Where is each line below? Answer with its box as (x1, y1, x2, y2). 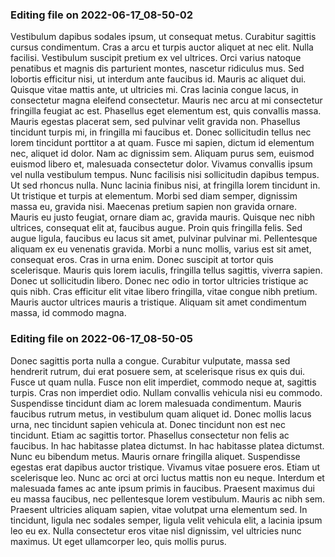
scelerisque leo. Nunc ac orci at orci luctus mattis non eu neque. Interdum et (10, 471, 325, 483)
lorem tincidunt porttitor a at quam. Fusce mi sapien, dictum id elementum (10, 137, 315, 149)
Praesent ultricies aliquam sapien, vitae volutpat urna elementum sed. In (10, 503, 308, 515)
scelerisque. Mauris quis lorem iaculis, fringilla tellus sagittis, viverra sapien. (10, 264, 323, 277)
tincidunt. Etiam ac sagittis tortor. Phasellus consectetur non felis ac (10, 429, 290, 441)
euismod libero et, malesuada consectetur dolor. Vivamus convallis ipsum (10, 158, 313, 170)
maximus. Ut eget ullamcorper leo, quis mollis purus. (10, 535, 227, 547)
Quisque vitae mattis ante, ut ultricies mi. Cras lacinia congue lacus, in (10, 84, 299, 96)
